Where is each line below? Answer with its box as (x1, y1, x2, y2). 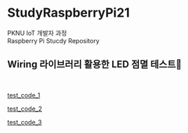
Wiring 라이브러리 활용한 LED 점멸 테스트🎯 (7, 58, 182, 70)
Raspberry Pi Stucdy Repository (7, 36, 100, 45)
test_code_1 (7, 91, 41, 99)
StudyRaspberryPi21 (7, 5, 130, 21)
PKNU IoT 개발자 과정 (7, 29, 67, 37)
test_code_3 (7, 118, 42, 126)
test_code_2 (7, 104, 43, 113)
